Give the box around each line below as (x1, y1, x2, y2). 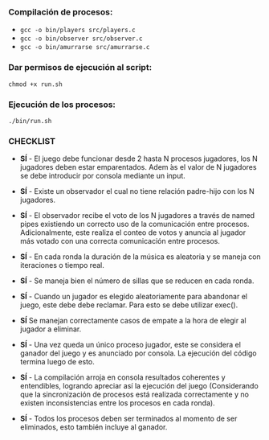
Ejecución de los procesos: (8, 99, 116, 110)
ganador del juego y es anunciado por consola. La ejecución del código (19, 348, 257, 358)
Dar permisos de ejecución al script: (8, 62, 153, 73)
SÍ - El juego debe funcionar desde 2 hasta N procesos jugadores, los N (19, 154, 259, 163)
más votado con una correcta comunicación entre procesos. (19, 236, 221, 246)
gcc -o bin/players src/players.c (19, 27, 136, 35)
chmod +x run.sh (8, 80, 63, 88)
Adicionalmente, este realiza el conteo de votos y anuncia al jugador (19, 228, 247, 237)
